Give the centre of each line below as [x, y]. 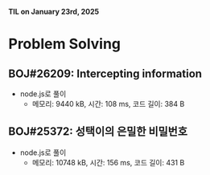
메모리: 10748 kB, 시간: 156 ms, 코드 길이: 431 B [108, 162]
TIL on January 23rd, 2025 [54, 12]
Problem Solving [65, 44]
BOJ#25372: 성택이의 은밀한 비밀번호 [98, 132]
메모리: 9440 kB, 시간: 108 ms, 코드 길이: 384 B [108, 104]
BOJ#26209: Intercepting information [105, 73]
